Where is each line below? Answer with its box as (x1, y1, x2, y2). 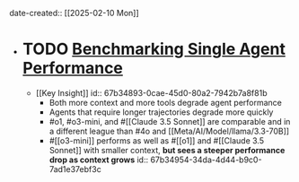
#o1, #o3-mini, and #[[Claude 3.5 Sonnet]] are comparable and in (48, 116, 291, 126)
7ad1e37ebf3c (48, 163, 101, 174)
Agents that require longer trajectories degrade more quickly (48, 107, 274, 117)
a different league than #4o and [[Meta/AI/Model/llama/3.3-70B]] (48, 126, 290, 136)
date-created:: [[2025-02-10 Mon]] (9, 8, 139, 18)
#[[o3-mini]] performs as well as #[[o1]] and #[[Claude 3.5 (48, 134, 265, 146)
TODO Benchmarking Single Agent (22, 39, 286, 59)
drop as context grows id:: (48, 154, 149, 165)
